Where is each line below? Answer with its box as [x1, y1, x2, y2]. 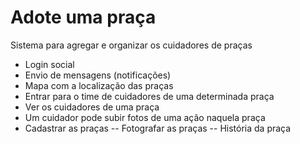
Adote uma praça [10, 6, 157, 29]
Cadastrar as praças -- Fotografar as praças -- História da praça [24, 122, 292, 134]
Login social [24, 58, 75, 70]
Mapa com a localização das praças [24, 79, 174, 91]
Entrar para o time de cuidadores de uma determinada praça [24, 90, 275, 102]
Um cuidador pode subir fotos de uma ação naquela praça [24, 111, 266, 123]
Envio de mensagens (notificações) [24, 69, 172, 81]
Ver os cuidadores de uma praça [24, 101, 160, 113]
